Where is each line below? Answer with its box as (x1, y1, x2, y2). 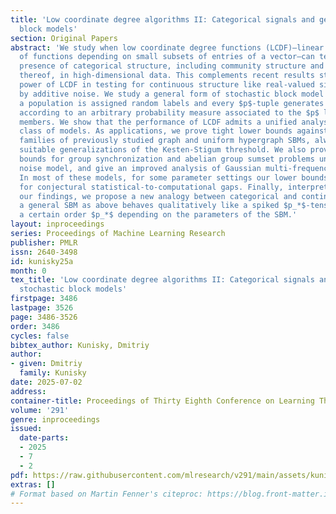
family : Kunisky (19, 368, 87, 378)
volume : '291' (10, 405, 70, 415)
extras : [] (10, 479, 56, 490)
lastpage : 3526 (10, 303, 74, 313)
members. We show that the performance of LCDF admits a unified (19, 117, 298, 127)
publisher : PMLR (10, 237, 78, 248)
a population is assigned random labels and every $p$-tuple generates (19, 98, 325, 108)
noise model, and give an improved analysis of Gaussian (19, 163, 262, 173)
